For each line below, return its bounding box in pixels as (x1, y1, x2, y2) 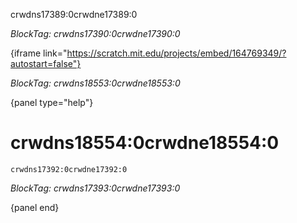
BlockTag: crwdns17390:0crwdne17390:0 (10, 28, 181, 39)
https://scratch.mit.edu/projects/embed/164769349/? (66, 47, 287, 59)
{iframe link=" (10, 47, 68, 59)
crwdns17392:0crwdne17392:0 (10, 164, 128, 174)
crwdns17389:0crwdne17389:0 (10, 9, 138, 20)
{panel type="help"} (10, 97, 94, 108)
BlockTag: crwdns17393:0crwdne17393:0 (10, 182, 181, 194)
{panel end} (10, 201, 60, 213)
